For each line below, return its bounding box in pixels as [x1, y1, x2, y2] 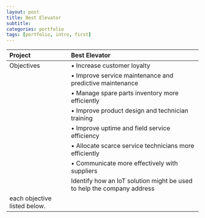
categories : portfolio [6, 26, 64, 32]
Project [9, 51, 31, 60]
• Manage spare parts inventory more [71, 89, 179, 98]
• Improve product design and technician [71, 106, 189, 115]
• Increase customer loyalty [71, 62, 151, 70]
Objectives [9, 62, 40, 70]
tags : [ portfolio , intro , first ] [6, 32, 92, 38]
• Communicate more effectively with [71, 159, 178, 168]
